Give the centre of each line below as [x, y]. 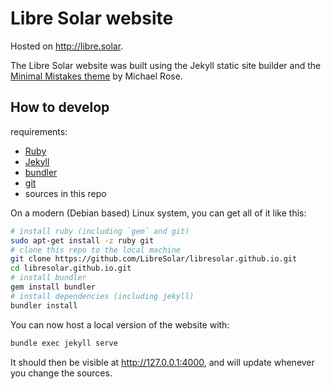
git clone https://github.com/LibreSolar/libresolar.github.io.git [154, 259]
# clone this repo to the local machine [96, 250]
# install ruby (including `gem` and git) [100, 231]
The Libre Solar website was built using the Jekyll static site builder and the [166, 65]
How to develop [60, 107]
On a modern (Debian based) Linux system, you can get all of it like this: [158, 213]
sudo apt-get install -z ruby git [82, 240]
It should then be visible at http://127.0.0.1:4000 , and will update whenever [162, 362]
